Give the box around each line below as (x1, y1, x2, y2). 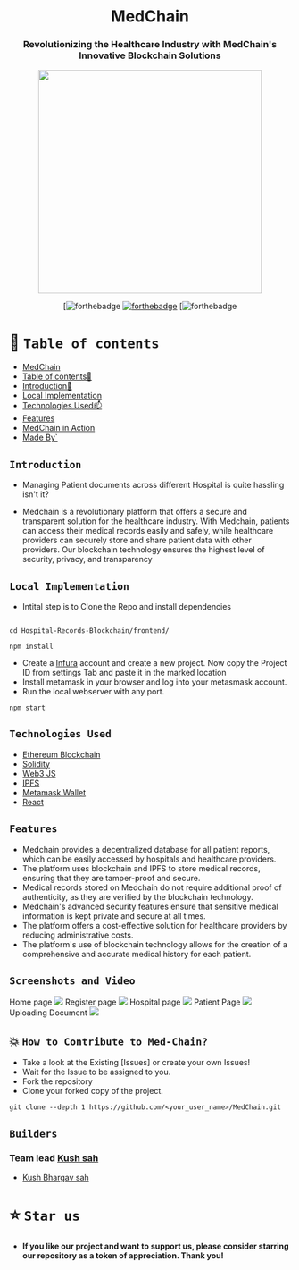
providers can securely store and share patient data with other (21, 534, 252, 546)
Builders (9, 1127, 58, 1140)
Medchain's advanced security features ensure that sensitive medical (21, 901, 278, 912)
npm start (9, 703, 46, 712)
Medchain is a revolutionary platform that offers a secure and (21, 507, 247, 517)
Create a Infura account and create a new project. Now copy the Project (21, 658, 287, 669)
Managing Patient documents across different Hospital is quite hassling (21, 480, 285, 491)
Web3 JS (21, 768, 56, 778)
